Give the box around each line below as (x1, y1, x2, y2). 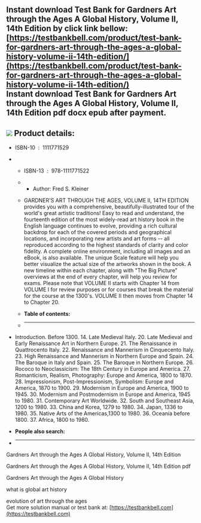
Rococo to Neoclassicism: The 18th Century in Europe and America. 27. (14, 365, 191, 373)
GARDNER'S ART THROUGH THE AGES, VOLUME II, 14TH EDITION (23, 197, 189, 204)
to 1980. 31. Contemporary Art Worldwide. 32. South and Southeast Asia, (14, 397, 194, 404)
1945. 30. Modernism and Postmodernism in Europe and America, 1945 (14, 391, 191, 398)
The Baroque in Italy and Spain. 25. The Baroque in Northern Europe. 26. (14, 359, 194, 366)
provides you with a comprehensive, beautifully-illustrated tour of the (23, 203, 194, 210)
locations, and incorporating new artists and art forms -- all (23, 235, 170, 242)
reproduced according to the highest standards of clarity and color (23, 241, 188, 249)
